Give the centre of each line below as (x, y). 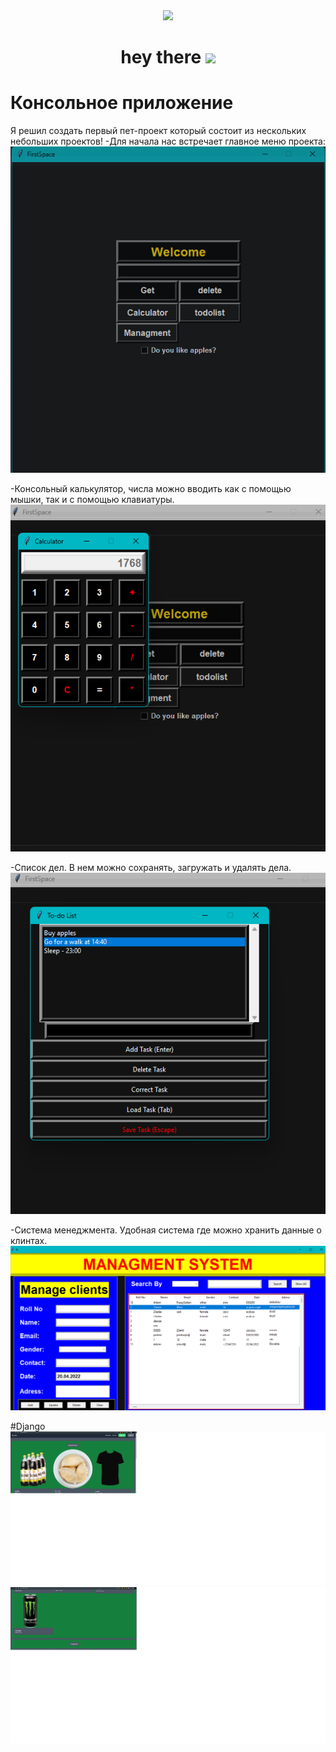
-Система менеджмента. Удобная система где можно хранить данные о (166, 1230)
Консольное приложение (122, 103)
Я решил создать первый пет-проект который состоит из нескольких (158, 131)
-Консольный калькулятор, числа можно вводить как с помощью (151, 489)
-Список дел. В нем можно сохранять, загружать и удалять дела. (151, 867)
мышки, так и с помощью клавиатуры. (92, 500)
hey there (161, 57)
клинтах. (29, 1241)
